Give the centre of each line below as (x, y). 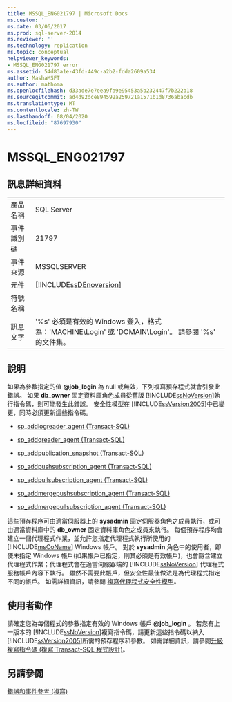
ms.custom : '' (28, 20)
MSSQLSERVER (60, 266)
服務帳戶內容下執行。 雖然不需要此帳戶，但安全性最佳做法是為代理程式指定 (114, 573)
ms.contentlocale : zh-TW (43, 110)
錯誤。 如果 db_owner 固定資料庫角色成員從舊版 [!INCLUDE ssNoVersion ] (111, 396)
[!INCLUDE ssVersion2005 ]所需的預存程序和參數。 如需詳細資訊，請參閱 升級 (115, 641)
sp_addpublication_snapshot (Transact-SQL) (80, 453)
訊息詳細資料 (35, 184)
